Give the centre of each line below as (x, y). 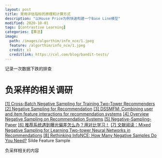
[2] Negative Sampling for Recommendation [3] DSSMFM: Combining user (79, 109)
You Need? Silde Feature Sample (38, 141)
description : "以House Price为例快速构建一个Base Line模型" (63, 18)
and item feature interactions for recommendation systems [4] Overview (77, 114)
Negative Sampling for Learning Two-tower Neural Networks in (68, 130)
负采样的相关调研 (39, 90)
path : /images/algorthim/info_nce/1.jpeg (52, 41)
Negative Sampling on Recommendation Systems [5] (58, 119)
